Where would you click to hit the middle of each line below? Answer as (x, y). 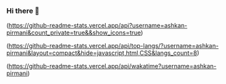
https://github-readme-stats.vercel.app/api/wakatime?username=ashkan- (112, 66)
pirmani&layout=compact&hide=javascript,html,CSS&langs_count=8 (102, 53)
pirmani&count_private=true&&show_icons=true (74, 33)
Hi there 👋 (23, 11)
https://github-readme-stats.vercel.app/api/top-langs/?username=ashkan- (114, 46)
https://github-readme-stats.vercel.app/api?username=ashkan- (98, 26)
